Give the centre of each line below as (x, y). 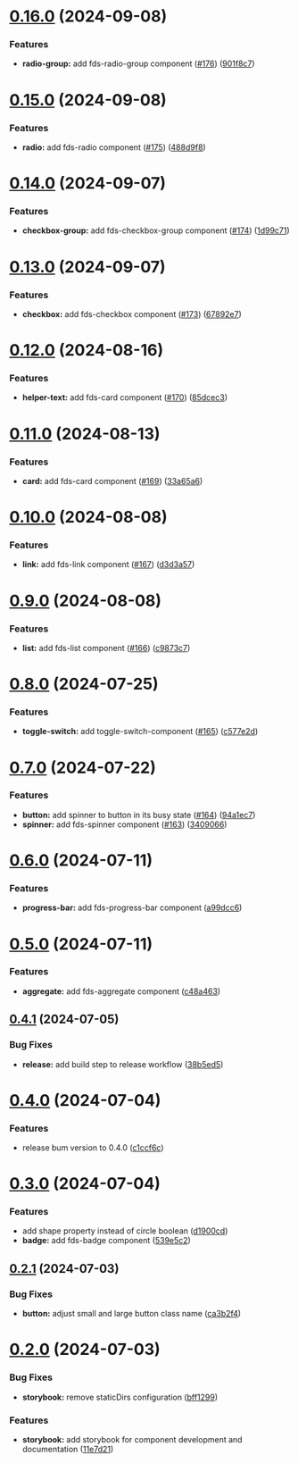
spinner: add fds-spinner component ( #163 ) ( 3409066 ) (124, 824)
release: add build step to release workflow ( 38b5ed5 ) (123, 1064)
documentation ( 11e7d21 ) (68, 1449)
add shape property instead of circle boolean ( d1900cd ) (125, 1231)
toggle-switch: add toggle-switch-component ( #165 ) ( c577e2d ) (140, 731)
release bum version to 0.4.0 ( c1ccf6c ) (93, 1147)
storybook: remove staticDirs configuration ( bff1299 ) (120, 1397)
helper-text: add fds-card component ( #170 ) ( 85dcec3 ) (125, 397)
